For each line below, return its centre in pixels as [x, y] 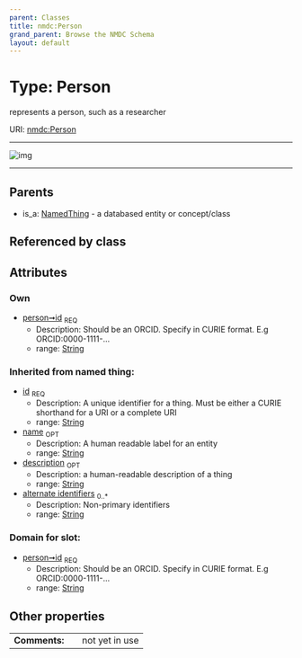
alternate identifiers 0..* [65, 494]
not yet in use [111, 641]
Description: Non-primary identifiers [103, 505]
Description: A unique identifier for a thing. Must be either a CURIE [159, 403]
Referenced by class [68, 242]
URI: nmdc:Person [43, 129]
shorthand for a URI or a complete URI [106, 412]
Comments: [39, 641]
